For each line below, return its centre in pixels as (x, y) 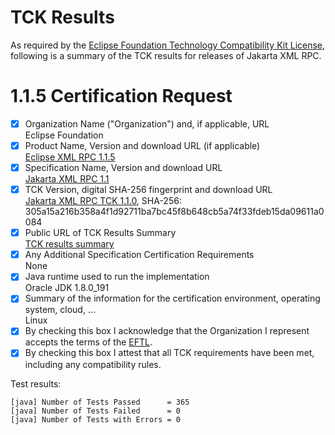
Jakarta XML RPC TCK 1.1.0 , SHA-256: (103, 201)
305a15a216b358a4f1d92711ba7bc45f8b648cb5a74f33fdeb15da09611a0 (174, 212)
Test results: (36, 383)
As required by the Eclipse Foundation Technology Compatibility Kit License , (168, 45)
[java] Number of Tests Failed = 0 (96, 411)
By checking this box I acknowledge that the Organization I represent (167, 331)
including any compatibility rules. (93, 364)
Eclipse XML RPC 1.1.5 (70, 157)
